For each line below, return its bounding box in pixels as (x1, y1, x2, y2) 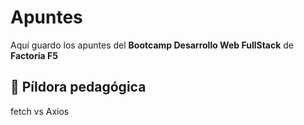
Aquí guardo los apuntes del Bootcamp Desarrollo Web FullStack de (10, 39, 294, 51)
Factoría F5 (10, 49, 58, 61)
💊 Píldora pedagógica (10, 79, 147, 96)
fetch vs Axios (10, 105, 70, 117)
